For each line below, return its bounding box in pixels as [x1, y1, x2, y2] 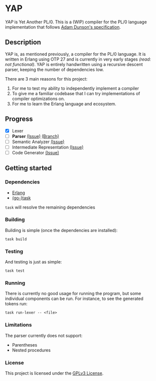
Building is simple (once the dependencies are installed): [5, 227, 118, 233]
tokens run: [5, 301, 28, 307]
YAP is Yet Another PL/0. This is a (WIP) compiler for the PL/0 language [5, 19, 147, 25]
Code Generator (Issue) [12, 149, 59, 155]
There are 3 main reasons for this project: [5, 76, 88, 82]
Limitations [5, 321, 32, 328]
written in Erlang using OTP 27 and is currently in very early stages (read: [5, 56, 151, 62]
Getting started [5, 164, 52, 172]
